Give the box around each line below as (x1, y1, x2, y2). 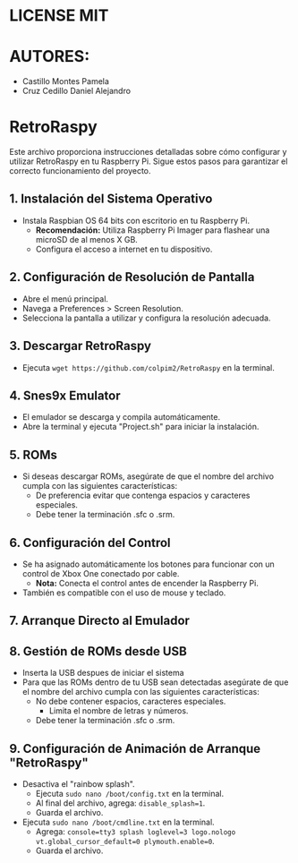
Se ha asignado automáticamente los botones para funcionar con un (21, 559, 275, 569)
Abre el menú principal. (21, 293, 109, 304)
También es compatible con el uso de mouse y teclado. (21, 587, 226, 598)
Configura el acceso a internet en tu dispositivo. (35, 244, 213, 254)
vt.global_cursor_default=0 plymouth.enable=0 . (35, 835, 215, 846)
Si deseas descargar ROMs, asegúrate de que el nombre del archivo (21, 471, 275, 482)
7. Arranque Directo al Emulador (9, 613, 191, 628)
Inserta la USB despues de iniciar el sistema (21, 668, 185, 679)
